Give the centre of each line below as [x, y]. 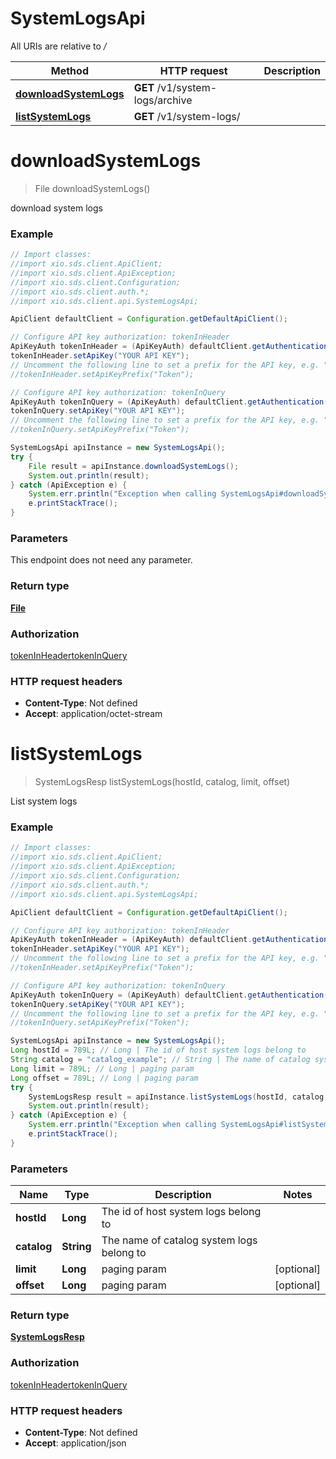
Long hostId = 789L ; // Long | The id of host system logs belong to [158, 1050]
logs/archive [163, 100]
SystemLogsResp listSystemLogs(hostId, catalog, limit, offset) [162, 782]
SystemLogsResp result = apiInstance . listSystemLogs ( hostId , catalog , [178, 1097]
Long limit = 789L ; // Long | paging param [102, 1068]
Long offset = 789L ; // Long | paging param [104, 1078]
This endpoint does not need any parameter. [101, 560]
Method [69, 70]
